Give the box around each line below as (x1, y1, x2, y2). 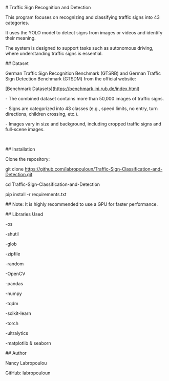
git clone (5, 166, 24, 172)
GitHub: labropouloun (5, 370, 51, 376)
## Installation (5, 146, 35, 152)
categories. (5, 20, 29, 26)
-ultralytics (5, 330, 28, 336)
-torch (5, 320, 19, 326)
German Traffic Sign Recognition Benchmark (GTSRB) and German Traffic (5, 70, 161, 76)
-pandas (5, 281, 24, 286)
